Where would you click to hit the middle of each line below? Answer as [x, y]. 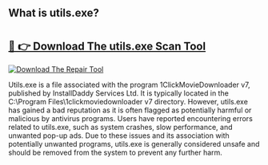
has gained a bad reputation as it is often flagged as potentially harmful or [130, 110]
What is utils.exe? [54, 13]
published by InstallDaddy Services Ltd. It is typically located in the [119, 93]
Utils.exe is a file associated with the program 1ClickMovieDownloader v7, [129, 84]
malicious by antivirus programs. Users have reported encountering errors [131, 118]
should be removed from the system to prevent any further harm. [115, 152]
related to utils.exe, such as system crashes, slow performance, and [120, 127]
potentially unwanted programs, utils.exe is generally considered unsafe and [134, 144]
